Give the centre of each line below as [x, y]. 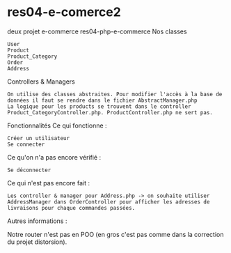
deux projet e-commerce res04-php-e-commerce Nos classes [97, 31]
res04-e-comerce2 [64, 12]
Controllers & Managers [41, 82]
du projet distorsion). [37, 242]
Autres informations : [37, 221]
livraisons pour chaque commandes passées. [71, 208]
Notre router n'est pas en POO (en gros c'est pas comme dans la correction [115, 234]
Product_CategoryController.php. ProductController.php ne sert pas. [110, 112]
